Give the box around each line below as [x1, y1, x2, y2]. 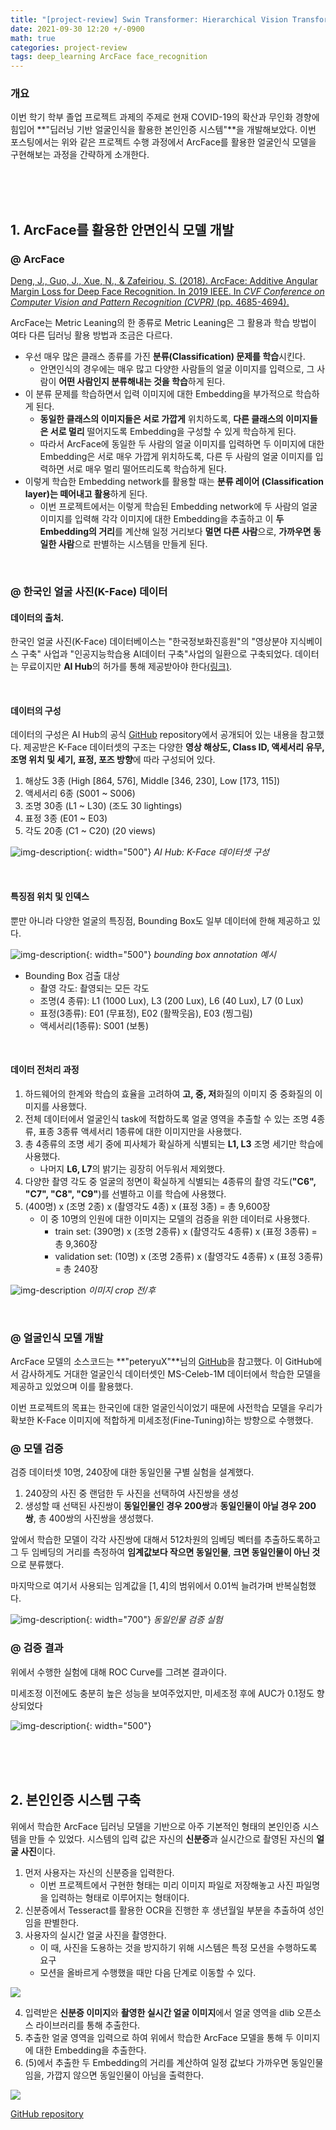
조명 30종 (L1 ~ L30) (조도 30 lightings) [24, 800, 183, 812]
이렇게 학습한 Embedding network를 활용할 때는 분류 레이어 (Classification [24, 476, 325, 488]
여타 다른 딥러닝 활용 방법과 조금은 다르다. [10, 329, 173, 341]
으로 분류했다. [10, 1559, 65, 1571]
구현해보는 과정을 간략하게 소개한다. [10, 149, 150, 161]
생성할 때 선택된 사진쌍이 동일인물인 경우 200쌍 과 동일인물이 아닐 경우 [24, 1500, 297, 1512]
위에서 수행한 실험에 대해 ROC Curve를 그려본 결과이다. [10, 1666, 228, 1678]
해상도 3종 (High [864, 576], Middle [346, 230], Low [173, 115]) [24, 775, 281, 787]
